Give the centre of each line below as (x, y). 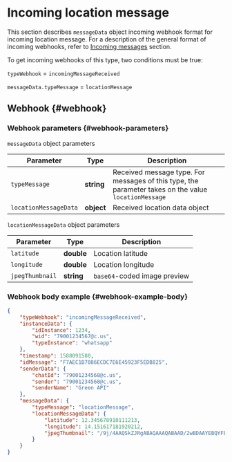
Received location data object (161, 207)
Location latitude (121, 253)
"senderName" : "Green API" (71, 388)
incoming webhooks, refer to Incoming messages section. (89, 46)
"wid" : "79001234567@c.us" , (72, 337)
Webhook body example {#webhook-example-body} (98, 297)
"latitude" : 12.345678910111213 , (92, 420)
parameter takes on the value (160, 190)
